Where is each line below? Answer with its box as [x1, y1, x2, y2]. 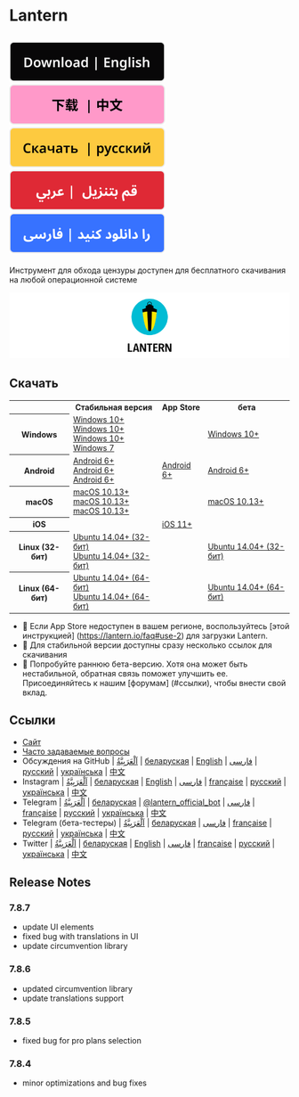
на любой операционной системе [9, 274, 138, 285]
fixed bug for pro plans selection [21, 1036, 142, 1046]
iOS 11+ [161, 519, 193, 529]
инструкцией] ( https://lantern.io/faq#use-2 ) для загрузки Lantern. [21, 630, 269, 641]
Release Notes [9, 875, 92, 890]
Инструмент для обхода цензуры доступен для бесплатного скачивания [9, 265, 287, 275]
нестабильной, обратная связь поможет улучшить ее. [21, 667, 229, 678]
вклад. [21, 687, 48, 698]
